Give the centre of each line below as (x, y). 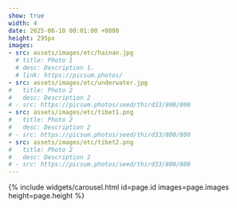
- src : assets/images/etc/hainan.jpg (71, 53)
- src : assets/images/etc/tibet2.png (71, 142)
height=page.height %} (47, 196)
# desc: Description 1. (55, 68)
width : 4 (23, 23)
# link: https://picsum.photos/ (69, 75)
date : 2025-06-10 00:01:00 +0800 (64, 30)
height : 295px (32, 38)
